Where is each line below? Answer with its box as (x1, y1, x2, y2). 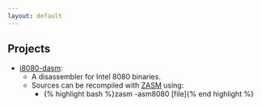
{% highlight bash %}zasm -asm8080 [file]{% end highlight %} (43, 89, 254, 99)
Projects (7, 42, 51, 56)
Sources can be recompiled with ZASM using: (31, 80, 184, 90)
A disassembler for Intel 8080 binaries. (31, 72, 161, 82)
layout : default (7, 11, 62, 20)
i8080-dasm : (19, 63, 63, 73)
